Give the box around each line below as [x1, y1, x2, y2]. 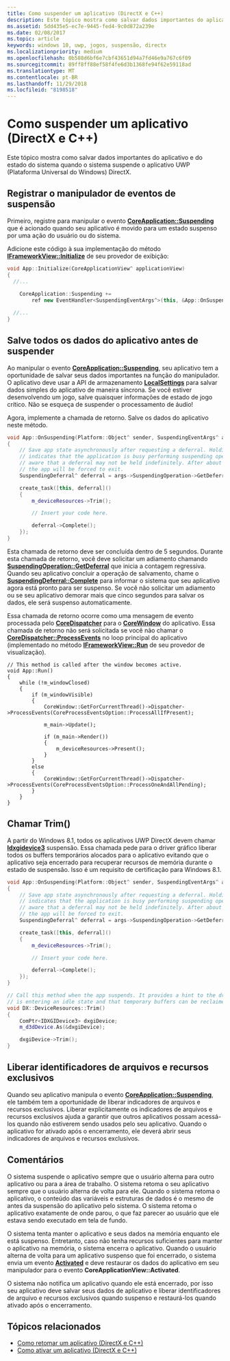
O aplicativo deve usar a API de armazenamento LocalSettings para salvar [7, 378, 218, 386]
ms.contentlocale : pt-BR [7, 73, 78, 81]
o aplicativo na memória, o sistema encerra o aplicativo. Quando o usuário [7, 1244, 217, 1252]
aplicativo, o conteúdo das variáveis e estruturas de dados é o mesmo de [7, 1194, 214, 1203]
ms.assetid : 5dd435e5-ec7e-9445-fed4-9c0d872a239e [7, 23, 155, 29]
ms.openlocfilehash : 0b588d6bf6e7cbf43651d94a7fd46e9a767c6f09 [7, 55, 192, 62]
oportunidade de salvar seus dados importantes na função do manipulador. [7, 371, 220, 379]
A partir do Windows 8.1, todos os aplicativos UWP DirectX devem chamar [7, 836, 216, 844]
